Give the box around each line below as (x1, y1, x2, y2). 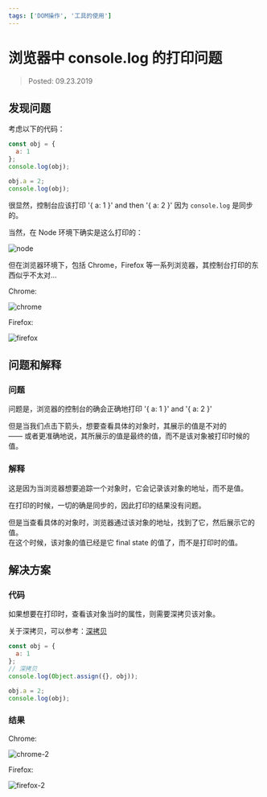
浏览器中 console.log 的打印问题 (8, 49, 223, 67)
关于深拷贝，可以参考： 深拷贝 (8, 627, 107, 636)
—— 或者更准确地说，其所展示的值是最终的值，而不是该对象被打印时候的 (8, 431, 250, 441)
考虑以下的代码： (8, 124, 65, 134)
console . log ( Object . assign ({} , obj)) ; (8, 672, 138, 680)
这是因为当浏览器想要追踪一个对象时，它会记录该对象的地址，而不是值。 (8, 483, 248, 493)
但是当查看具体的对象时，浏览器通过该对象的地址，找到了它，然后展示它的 (8, 517, 255, 527)
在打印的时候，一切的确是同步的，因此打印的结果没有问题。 (8, 500, 206, 510)
